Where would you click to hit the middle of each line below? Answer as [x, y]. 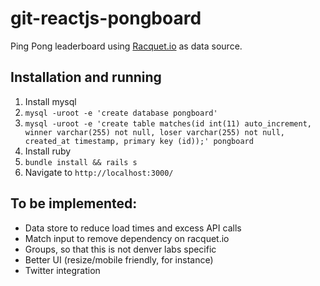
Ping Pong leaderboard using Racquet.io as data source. [126, 46]
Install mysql [50, 101]
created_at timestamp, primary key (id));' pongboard [139, 141]
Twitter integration [62, 270]
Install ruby [48, 151]
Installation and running [86, 77]
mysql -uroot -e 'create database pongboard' [121, 113]
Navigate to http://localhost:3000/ [99, 172]
